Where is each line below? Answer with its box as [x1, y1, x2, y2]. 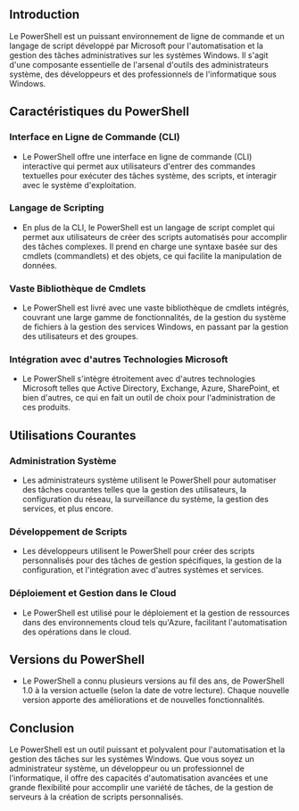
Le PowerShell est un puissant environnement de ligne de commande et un [9, 30, 285, 41]
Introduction [9, 7, 80, 22]
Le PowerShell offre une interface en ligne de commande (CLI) [21, 151, 253, 161]
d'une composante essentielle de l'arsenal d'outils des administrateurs [9, 59, 270, 70]
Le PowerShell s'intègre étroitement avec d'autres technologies [21, 374, 256, 385]
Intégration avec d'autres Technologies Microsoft [9, 353, 228, 366]
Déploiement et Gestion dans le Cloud [9, 587, 177, 600]
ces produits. [21, 401, 71, 413]
